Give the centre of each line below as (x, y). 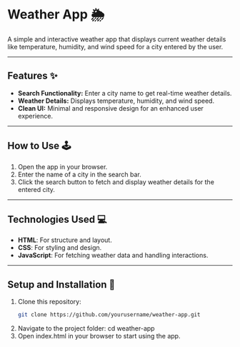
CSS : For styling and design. (60, 248)
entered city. (36, 189)
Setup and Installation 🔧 (61, 285)
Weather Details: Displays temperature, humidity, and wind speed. (116, 101)
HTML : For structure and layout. (65, 240)
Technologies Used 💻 (57, 219)
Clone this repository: (49, 302)
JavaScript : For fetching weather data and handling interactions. (113, 256)
